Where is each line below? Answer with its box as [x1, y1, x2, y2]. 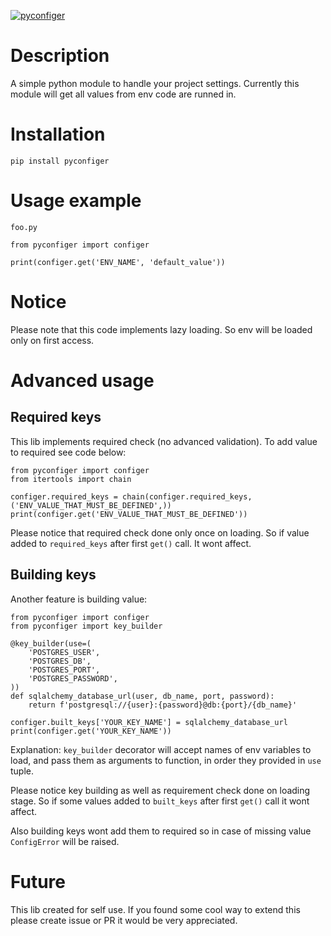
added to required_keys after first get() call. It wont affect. [10, 537, 252, 549]
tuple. [10, 765, 35, 777]
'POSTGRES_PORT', [28, 665, 101, 675]
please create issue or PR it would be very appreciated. [10, 914, 238, 926]
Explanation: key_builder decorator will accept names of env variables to [10, 743, 312, 755]
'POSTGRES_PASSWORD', [28, 673, 118, 684]
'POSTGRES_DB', [28, 656, 92, 666]
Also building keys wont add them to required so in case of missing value [10, 825, 312, 837]
